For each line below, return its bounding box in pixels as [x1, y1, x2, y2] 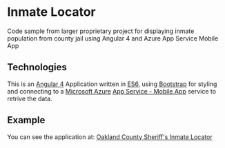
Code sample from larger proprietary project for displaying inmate [7, 27, 195, 35]
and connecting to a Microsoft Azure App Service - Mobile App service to [7, 87, 216, 95]
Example [7, 114, 46, 126]
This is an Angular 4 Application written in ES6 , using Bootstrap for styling [7, 80, 217, 88]
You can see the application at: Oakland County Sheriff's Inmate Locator [7, 132, 213, 141]
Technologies [7, 61, 68, 73]
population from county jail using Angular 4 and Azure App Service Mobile [7, 34, 219, 42]
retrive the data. [7, 94, 53, 103]
